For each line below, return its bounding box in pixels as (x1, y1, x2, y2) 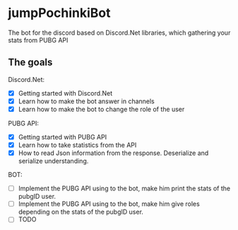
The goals (8, 57, 53, 69)
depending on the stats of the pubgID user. (18, 207, 144, 217)
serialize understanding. (18, 157, 89, 166)
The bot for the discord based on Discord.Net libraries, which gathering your (8, 28, 231, 37)
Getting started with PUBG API (18, 132, 107, 141)
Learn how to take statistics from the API (18, 141, 137, 149)
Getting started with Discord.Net (18, 88, 113, 97)
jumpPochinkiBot (8, 5, 112, 21)
